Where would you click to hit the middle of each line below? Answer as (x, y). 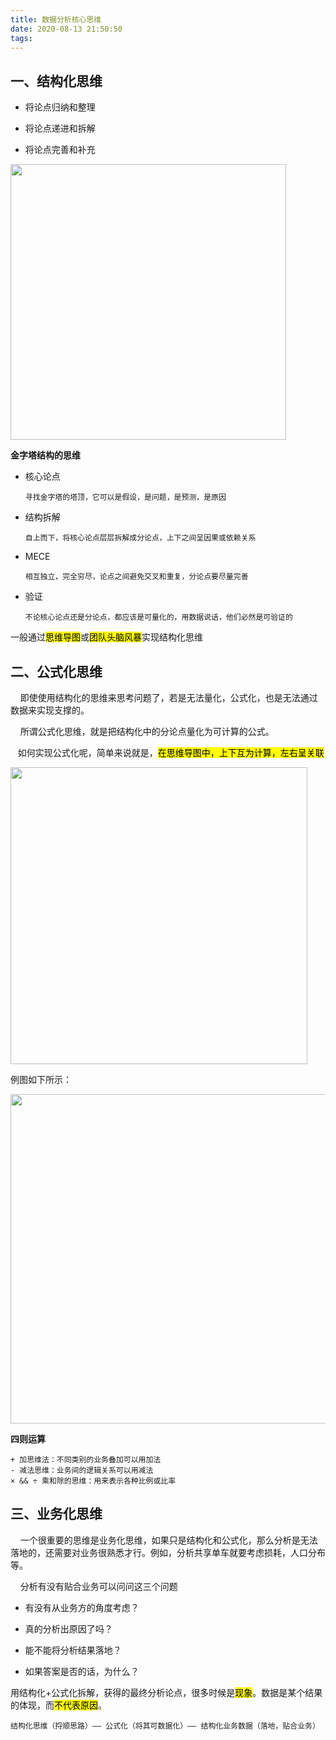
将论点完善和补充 (60, 150)
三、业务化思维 (56, 1514)
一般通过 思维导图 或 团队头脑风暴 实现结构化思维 (106, 637)
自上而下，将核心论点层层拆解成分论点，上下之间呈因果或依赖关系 (140, 538)
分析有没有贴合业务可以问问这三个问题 (98, 1586)
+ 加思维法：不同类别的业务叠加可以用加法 (86, 1460)
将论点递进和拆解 (60, 128)
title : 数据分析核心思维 (56, 19)
